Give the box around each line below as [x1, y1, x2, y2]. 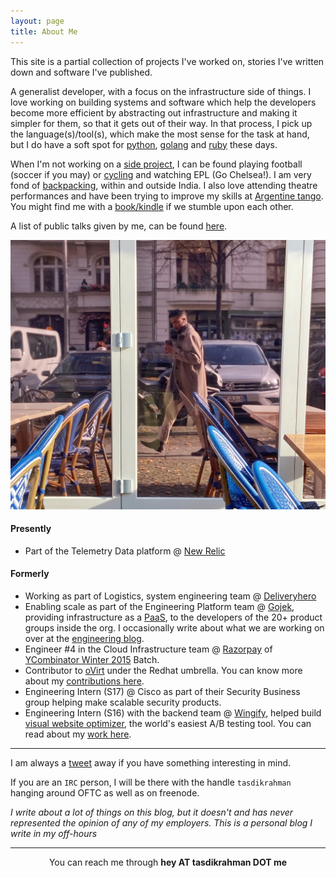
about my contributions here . [24, 675, 145, 687]
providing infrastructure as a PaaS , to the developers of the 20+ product [24, 611, 323, 623]
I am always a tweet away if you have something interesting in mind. [10, 756, 292, 769]
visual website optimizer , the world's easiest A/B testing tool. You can [24, 717, 312, 729]
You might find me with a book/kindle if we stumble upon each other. [10, 200, 294, 212]
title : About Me [10, 26, 78, 37]
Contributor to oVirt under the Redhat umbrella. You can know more [24, 664, 303, 676]
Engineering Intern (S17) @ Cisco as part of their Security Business [24, 685, 301, 697]
